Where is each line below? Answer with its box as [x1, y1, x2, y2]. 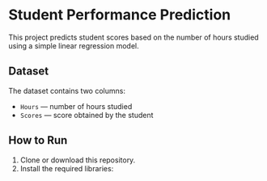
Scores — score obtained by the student [19, 110, 154, 120]
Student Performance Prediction [8, 6, 231, 24]
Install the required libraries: [19, 163, 114, 173]
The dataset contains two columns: [8, 86, 125, 95]
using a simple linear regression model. [8, 40, 139, 50]
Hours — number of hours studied [19, 101, 133, 111]
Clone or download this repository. [19, 155, 136, 165]
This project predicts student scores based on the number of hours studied [8, 32, 259, 42]
